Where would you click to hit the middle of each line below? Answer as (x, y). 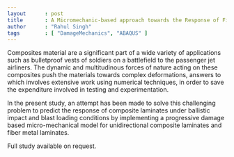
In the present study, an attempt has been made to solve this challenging (111, 103)
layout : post (36, 14)
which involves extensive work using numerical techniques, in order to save (116, 82)
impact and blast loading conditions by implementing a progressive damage (116, 118)
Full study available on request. (52, 146)
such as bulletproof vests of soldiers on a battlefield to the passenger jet (111, 60)
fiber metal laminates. (38, 133)
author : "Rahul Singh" (49, 26)
